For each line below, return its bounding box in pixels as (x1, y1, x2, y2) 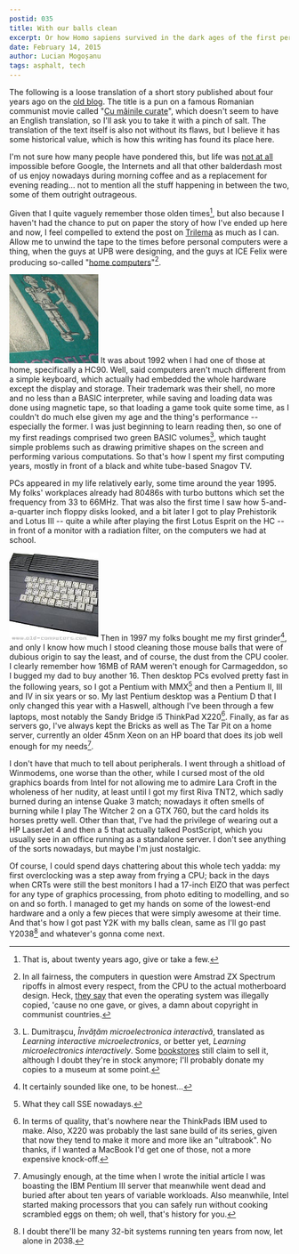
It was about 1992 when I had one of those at (100, 355, 266, 366)
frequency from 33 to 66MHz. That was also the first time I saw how (9, 497, 260, 507)
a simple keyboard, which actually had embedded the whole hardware (9, 374, 267, 384)
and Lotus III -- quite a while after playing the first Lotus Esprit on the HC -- (9, 515, 285, 526)
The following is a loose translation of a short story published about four (9, 87, 274, 97)
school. (9, 534, 36, 545)
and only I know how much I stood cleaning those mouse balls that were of (9, 642, 284, 652)
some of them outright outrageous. (9, 190, 138, 199)
